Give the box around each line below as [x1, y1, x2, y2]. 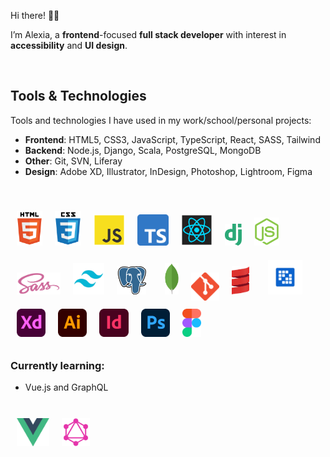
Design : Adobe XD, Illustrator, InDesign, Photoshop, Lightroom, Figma [24, 165, 313, 177]
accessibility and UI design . [10, 40, 128, 51]
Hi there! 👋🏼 [10, 10, 60, 21]
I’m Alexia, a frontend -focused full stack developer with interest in [10, 29, 287, 40]
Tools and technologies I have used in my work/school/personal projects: [10, 114, 312, 126]
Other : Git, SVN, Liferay [24, 155, 123, 167]
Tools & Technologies [10, 88, 147, 105]
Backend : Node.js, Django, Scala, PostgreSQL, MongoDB [24, 144, 262, 156]
